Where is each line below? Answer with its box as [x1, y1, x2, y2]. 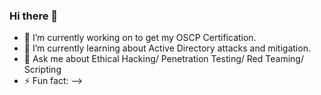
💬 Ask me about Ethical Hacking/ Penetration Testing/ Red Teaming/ [23, 53, 304, 65]
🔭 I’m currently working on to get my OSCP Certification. [23, 32, 257, 44]
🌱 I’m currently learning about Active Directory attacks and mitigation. [23, 42, 311, 54]
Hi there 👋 [9, 9, 59, 23]
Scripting [23, 64, 62, 76]
